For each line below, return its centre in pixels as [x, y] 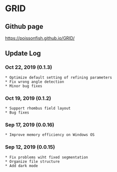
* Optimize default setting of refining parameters [58, 77]
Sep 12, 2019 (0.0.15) [30, 147]
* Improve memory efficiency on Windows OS [50, 135]
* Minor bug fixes [24, 86]
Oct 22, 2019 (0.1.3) [29, 67]
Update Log [23, 53]
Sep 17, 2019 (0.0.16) [30, 125]
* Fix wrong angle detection [35, 82]
